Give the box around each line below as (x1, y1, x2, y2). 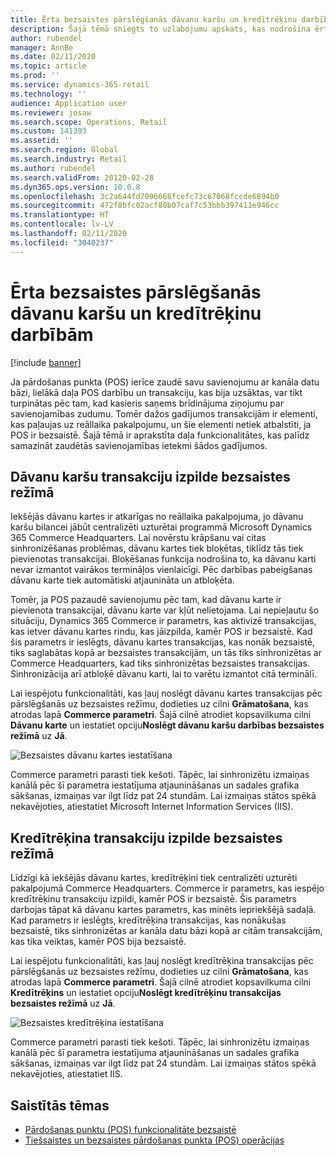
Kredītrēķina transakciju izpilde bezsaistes (10, 829, 283, 846)
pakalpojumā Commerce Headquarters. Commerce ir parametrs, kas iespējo (10, 882, 325, 895)
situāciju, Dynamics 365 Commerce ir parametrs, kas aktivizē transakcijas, (10, 615, 317, 627)
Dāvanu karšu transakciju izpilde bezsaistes (10, 468, 291, 485)
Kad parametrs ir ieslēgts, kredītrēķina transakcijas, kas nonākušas (10, 914, 287, 926)
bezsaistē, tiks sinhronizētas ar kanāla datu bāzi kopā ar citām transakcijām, (10, 925, 323, 937)
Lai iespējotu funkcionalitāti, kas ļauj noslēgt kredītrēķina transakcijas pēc (10, 955, 314, 967)
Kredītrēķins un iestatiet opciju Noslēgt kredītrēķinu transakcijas (10, 987, 282, 999)
